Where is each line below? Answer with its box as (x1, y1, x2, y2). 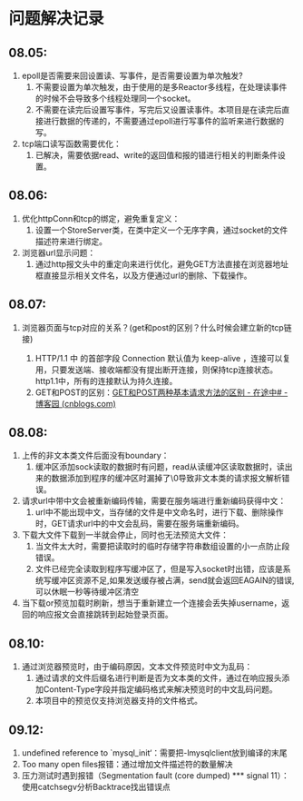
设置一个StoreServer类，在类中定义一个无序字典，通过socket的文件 (34, 224, 288, 235)
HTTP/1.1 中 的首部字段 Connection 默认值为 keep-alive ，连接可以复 (34, 352, 291, 363)
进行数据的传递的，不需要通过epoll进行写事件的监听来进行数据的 (43, 115, 285, 126)
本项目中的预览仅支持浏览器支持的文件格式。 (34, 696, 203, 707)
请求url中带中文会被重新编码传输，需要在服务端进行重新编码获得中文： (21, 496, 287, 507)
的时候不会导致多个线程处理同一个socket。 (34, 93, 196, 104)
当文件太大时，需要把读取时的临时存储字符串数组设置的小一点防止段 (34, 541, 290, 552)
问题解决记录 (8, 8, 105, 29)
